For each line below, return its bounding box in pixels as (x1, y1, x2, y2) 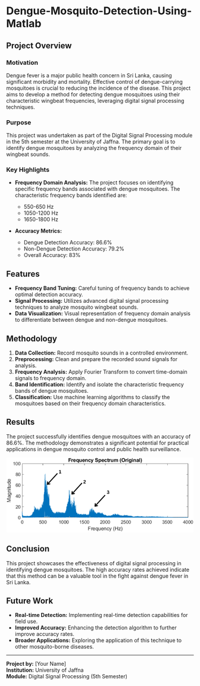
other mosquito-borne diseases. (14, 643, 94, 650)
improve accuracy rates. (14, 631, 74, 638)
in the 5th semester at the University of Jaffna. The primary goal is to (6, 138, 176, 145)
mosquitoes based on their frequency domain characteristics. (14, 400, 166, 407)
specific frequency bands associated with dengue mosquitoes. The (14, 186, 180, 193)
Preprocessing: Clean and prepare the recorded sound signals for (14, 356, 178, 363)
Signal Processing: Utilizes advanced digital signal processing (14, 297, 168, 305)
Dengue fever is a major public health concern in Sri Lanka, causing (6, 71, 173, 79)
